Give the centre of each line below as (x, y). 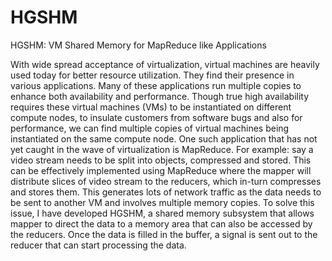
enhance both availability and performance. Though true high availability (160, 96)
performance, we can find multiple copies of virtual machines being (150, 128)
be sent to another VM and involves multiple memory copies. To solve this (162, 202)
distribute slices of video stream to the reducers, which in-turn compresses (166, 181)
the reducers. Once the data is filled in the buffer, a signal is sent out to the (164, 234)
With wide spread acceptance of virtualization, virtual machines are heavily (165, 64)
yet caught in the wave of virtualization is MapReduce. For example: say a (162, 149)
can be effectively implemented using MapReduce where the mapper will (161, 170)
